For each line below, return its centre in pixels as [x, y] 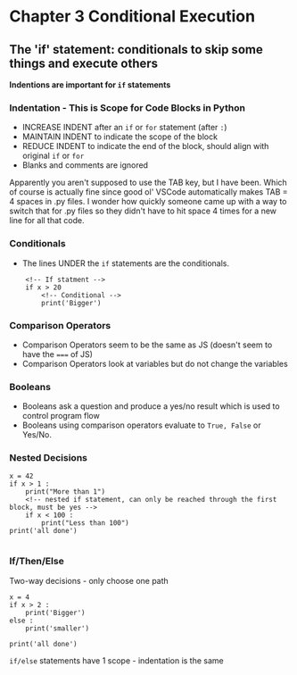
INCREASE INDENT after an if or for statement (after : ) [124, 128]
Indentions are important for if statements [90, 85]
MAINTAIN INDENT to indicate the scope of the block [120, 137]
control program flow [61, 416]
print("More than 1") [65, 492]
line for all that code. [47, 221]
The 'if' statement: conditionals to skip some [136, 50]
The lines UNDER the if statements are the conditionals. [126, 263]
